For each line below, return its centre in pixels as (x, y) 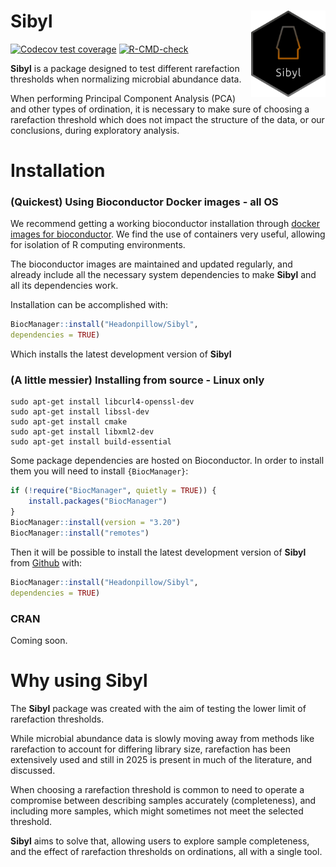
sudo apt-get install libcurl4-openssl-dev (102, 402)
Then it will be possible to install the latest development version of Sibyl (158, 552)
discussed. (33, 770)
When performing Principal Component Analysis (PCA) (123, 98)
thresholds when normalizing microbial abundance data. (126, 79)
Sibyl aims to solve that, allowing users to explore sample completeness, (160, 841)
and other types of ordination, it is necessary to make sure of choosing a (160, 109)
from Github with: (46, 562)
